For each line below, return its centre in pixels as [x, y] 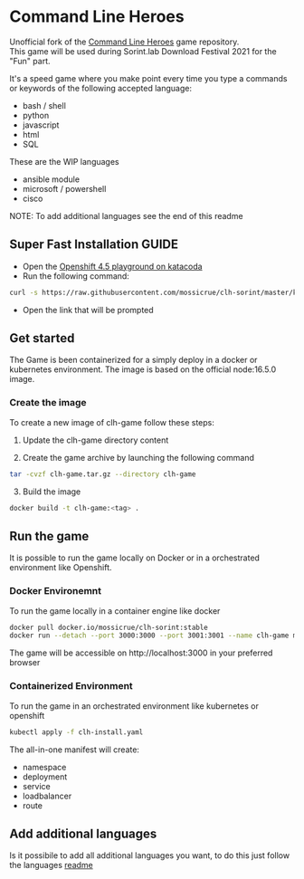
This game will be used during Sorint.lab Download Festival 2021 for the [143, 51]
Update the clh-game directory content [95, 440]
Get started [42, 338]
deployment [45, 777]
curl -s [24, 292]
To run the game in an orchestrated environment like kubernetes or [134, 706]
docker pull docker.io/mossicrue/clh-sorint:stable [109, 627]
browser [25, 663]
